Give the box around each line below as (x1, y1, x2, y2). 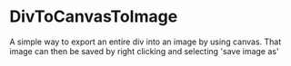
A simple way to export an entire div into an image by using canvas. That (9, 36, 282, 47)
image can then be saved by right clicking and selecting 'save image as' (9, 45, 279, 56)
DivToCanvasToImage (9, 6, 178, 27)
